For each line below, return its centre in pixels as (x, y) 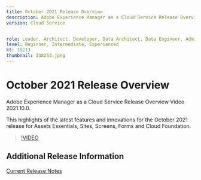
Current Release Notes (34, 170)
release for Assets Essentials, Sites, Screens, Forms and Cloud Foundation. (99, 126)
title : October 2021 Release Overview (54, 12)
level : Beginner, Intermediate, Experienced (63, 45)
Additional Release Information (65, 156)
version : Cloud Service (36, 23)
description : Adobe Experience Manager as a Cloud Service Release (92, 17)
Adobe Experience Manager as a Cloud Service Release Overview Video (95, 102)
